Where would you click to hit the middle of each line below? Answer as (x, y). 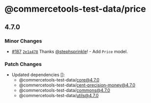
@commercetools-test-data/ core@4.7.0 (59, 80)
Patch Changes (23, 64)
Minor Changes (23, 41)
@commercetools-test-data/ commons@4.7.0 (65, 90)
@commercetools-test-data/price (75, 9)
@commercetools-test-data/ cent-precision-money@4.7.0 (77, 85)
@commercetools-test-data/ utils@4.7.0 (59, 96)
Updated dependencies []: (38, 75)
